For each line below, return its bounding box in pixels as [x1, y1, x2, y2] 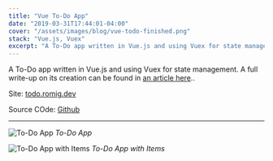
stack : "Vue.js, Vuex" [8, 34, 85, 43]
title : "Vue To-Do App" [8, 11, 89, 20]
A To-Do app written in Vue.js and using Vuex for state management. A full [8, 64, 258, 74]
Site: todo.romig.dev [8, 89, 76, 98]
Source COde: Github [8, 105, 80, 115]
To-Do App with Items [91, 144, 165, 154]
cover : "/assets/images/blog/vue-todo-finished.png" [8, 27, 191, 35]
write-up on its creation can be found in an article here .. [8, 73, 195, 83]
